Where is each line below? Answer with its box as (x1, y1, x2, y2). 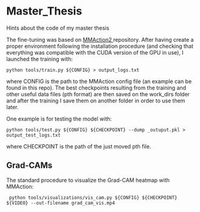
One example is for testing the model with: (6, 115, 112, 122)
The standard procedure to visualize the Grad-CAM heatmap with (6, 176, 170, 184)
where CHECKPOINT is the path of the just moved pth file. (6, 142, 152, 150)
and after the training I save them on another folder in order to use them (6, 97, 185, 104)
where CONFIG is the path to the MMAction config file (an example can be (6, 78, 192, 85)
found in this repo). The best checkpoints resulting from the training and (6, 84, 187, 91)
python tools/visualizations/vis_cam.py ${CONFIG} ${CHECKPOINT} (8, 194, 178, 200)
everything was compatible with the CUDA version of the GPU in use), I (6, 48, 184, 56)
